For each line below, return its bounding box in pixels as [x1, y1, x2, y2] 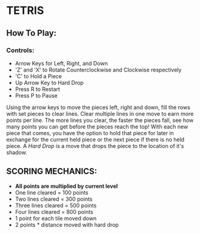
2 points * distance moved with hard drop [15, 221, 119, 228]
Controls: [6, 46, 35, 55]
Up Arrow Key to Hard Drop [15, 79, 84, 86]
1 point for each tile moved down [15, 215, 97, 222]
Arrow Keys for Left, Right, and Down [15, 59, 108, 67]
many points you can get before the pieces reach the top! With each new [6, 122, 188, 130]
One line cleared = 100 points [15, 189, 89, 196]
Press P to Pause [15, 92, 58, 99]
